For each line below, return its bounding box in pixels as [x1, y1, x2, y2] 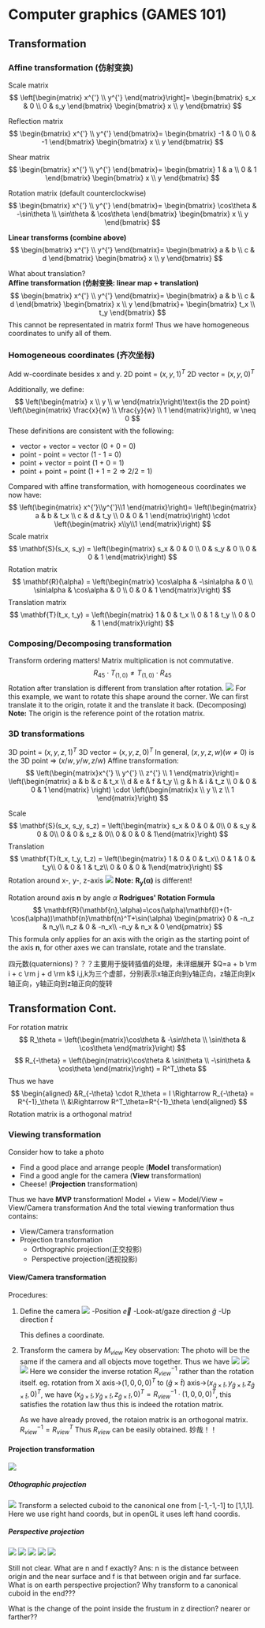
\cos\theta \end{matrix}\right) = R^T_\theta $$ [58, 1064, 207, 1074]
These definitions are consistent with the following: [8, 426, 174, 435]
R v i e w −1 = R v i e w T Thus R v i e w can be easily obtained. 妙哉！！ [19, 1424, 218, 1436]
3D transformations [8, 728, 85, 739]
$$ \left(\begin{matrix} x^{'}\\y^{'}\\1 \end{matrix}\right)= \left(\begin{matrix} [8, 502, 257, 512]
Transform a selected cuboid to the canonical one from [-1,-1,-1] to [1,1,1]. [17, 1500, 255, 1510]
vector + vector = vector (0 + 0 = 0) [19, 441, 136, 450]
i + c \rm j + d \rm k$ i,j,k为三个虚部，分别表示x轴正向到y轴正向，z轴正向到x [8, 969, 256, 978]
